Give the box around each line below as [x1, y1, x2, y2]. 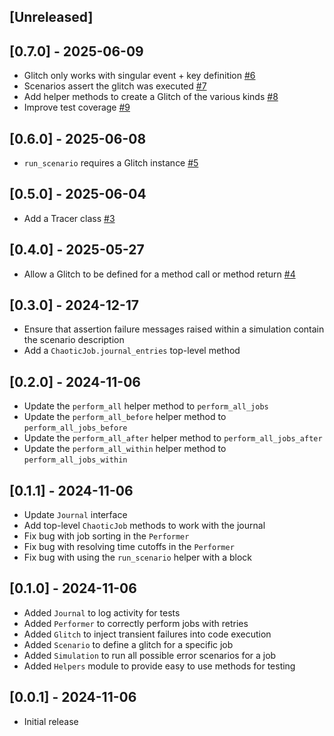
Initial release [23, 715, 79, 727]
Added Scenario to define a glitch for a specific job [23, 638, 234, 650]
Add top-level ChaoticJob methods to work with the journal [23, 520, 266, 532]
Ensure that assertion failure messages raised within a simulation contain [23, 323, 325, 335]
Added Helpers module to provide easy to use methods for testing [23, 660, 296, 672]
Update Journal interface [23, 509, 128, 521]
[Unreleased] [9, 9, 94, 26]
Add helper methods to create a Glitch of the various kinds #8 [23, 91, 279, 103]
